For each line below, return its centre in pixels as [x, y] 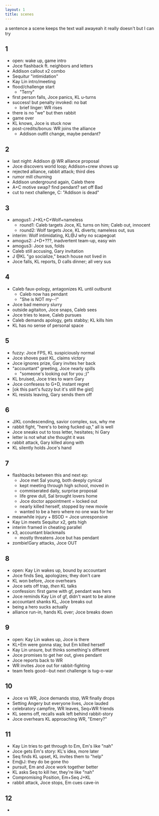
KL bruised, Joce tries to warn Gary [48, 379]
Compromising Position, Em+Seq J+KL [51, 778]
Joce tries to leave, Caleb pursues [47, 315]
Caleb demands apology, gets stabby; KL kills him [63, 320]
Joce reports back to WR [37, 660]
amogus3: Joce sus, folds [38, 246]
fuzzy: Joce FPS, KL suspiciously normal [53, 352]
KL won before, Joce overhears [44, 581]
